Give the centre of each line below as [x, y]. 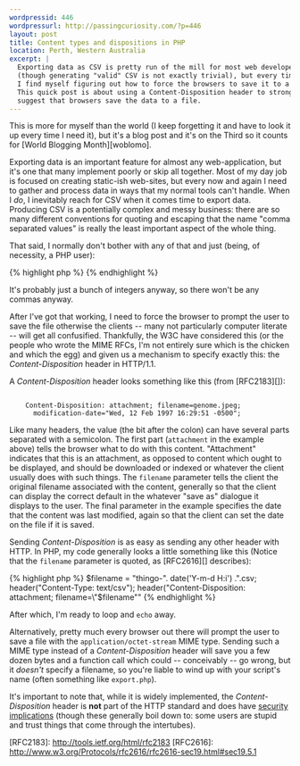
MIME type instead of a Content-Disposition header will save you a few [140, 651]
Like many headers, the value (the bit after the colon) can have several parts [150, 430]
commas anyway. [42, 299]
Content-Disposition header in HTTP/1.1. [83, 364]
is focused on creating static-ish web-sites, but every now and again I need [148, 181]
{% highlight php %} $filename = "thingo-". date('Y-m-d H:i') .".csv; [133, 579]
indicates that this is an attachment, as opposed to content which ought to [146, 458]
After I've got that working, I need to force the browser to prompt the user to [150, 317]
